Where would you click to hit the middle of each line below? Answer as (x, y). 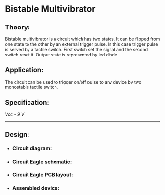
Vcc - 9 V (15, 114)
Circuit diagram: (32, 148)
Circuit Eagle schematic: (42, 162)
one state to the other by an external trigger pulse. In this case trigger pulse (82, 44)
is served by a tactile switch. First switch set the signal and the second (77, 49)
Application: (24, 70)
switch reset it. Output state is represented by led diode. (62, 55)
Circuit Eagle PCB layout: (42, 174)
